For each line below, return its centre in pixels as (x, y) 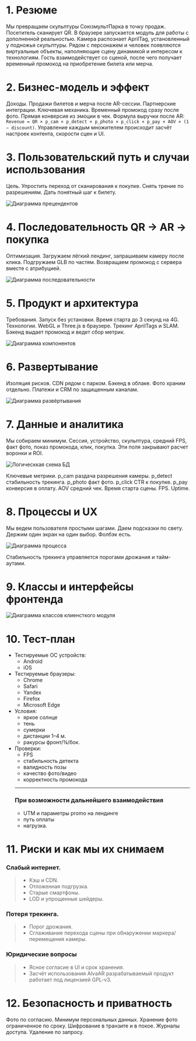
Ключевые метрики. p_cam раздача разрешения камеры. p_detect (89, 475)
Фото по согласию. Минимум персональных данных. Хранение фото (92, 1019)
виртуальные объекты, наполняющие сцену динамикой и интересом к (94, 51)
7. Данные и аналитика (65, 424)
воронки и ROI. (25, 453)
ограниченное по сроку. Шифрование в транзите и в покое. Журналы (93, 1026)
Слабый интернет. (34, 867)
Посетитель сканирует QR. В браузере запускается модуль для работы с (97, 32)
